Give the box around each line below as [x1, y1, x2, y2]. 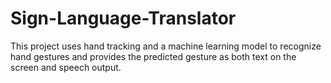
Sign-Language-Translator [10, 7, 237, 30]
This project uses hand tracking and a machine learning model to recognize [10, 40, 322, 52]
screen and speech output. [10, 61, 122, 73]
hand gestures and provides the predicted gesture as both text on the [10, 50, 297, 62]
